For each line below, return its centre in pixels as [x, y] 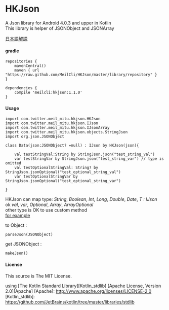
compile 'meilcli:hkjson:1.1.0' [48, 93]
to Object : [16, 225]
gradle [12, 51]
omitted [13, 163]
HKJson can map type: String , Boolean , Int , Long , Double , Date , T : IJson [81, 199]
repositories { [21, 61]
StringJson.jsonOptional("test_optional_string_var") [63, 181]
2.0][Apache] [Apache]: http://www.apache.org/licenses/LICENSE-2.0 [78, 291]
